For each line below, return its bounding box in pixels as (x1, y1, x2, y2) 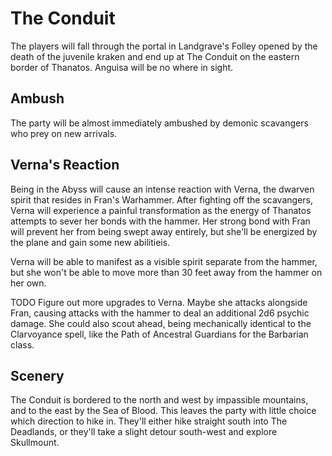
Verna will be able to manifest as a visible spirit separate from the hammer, (10, 255, 318, 267)
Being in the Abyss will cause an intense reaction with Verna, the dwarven (10, 183, 315, 195)
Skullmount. (10, 437, 60, 449)
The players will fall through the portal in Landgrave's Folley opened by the (10, 40, 318, 52)
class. (10, 338, 35, 351)
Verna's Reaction (10, 157, 120, 174)
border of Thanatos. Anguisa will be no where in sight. (10, 61, 234, 73)
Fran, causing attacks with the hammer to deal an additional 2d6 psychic (10, 307, 310, 319)
